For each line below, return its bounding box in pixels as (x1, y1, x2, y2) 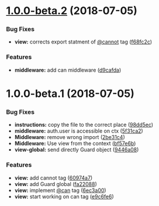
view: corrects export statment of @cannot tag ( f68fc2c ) (14, 38, 153, 45)
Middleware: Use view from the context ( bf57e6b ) (14, 140, 136, 147)
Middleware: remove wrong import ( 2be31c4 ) (14, 134, 126, 141)
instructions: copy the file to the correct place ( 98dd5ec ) (14, 121, 154, 129)
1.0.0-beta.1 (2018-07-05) (6, 87, 134, 100)
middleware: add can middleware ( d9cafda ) (14, 66, 122, 73)
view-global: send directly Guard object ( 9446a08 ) (14, 146, 139, 153)
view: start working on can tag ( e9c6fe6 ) (14, 193, 114, 200)
